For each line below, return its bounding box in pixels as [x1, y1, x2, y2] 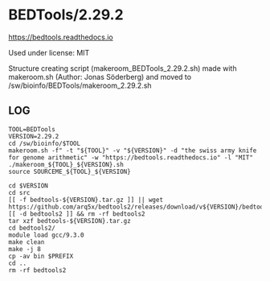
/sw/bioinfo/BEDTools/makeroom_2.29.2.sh [8, 81, 152, 90]
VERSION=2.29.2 [8, 132, 59, 140]
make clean [8, 238, 45, 246]
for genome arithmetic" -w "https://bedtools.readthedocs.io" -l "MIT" [8, 153, 253, 162]
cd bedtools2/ [8, 224, 56, 232]
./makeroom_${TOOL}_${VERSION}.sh [8, 160, 125, 168]
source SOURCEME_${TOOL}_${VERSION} [8, 167, 131, 176]
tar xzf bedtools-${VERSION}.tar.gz [8, 217, 131, 225]
